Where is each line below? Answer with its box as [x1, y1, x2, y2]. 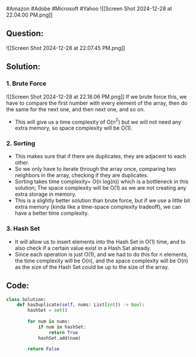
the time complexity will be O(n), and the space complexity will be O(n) [14, 257, 188, 264]
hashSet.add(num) [37, 335, 81, 341]
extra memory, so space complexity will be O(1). [14, 124, 132, 131]
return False [27, 346, 60, 352]
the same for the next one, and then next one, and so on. [6, 105, 146, 112]
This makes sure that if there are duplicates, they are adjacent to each [14, 153, 186, 160]
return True [48, 330, 78, 336]
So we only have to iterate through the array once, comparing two [14, 165, 176, 173]
